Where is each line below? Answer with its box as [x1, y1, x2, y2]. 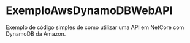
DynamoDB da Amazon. [6, 30, 66, 37]
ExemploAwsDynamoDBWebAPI [6, 4, 173, 18]
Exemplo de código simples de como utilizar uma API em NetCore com [6, 24, 184, 31]
